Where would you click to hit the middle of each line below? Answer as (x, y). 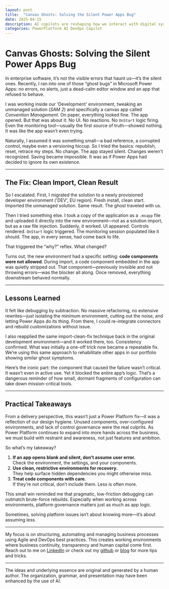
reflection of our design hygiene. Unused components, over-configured (79, 422)
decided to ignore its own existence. (43, 162)
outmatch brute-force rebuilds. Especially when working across (71, 499)
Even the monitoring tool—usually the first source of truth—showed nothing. (84, 126)
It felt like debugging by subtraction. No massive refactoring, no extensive (82, 310)
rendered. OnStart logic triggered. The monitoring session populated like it (82, 231)
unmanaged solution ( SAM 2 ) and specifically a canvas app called (74, 109)
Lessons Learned (33, 298)
